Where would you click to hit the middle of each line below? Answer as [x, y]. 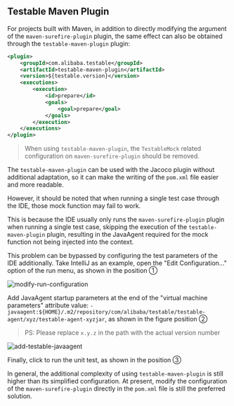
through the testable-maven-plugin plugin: [69, 43]
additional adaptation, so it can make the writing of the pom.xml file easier [113, 177]
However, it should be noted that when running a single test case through [113, 198]
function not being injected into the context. [71, 242]
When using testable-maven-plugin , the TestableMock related [113, 149]
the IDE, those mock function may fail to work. [74, 206]
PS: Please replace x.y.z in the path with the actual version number [122, 333]
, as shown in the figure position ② [156, 319]
